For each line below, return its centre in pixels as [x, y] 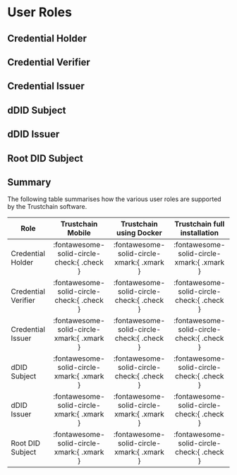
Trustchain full [200, 224]
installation [199, 233]
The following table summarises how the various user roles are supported [114, 199]
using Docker [139, 233]
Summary [29, 182]
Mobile [79, 233]
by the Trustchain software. [47, 207]
